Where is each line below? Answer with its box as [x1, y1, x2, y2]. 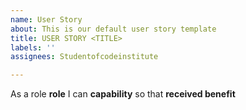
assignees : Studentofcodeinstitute [10, 52, 159, 62]
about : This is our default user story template [10, 24, 217, 34]
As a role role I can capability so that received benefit [10, 88, 236, 100]
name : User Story [10, 14, 83, 25]
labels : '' [10, 42, 56, 53]
